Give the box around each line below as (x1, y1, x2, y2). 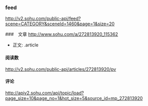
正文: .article (12, 42, 39, 48)
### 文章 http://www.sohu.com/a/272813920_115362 (5, 31, 118, 37)
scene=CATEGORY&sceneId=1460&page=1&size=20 (5, 21, 115, 27)
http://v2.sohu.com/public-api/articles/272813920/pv (5, 66, 116, 72)
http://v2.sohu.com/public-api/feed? (5, 16, 81, 22)
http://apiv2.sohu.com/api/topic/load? (5, 90, 84, 96)
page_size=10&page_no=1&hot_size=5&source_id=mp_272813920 (5, 95, 143, 101)
